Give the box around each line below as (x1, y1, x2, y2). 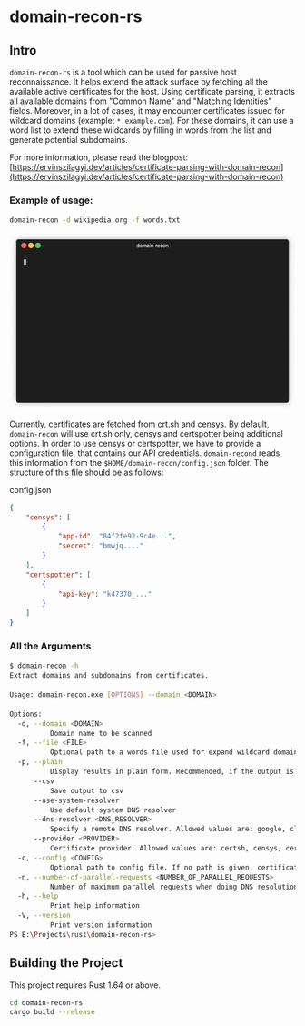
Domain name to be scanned (49, 729, 152, 738)
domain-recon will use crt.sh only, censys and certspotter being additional (9, 427, 283, 438)
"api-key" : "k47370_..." (57, 589, 152, 598)
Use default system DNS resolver (49, 805, 177, 815)
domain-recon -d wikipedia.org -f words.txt (9, 216, 181, 225)
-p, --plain (17, 758, 64, 767)
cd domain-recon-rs (9, 998, 84, 1007)
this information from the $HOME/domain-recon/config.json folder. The (9, 457, 270, 468)
